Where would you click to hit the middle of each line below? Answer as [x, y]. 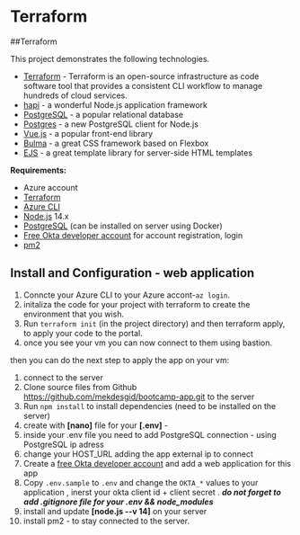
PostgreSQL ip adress [63, 444]
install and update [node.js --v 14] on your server [115, 511]
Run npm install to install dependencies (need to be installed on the [150, 406]
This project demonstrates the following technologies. [110, 58]
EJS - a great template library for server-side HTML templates [138, 152]
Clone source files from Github [80, 387]
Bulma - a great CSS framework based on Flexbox [116, 143]
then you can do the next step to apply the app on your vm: [120, 360]
